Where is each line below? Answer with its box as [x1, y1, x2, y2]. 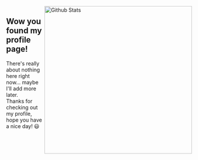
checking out [6, 103, 38, 111]
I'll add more [6, 85, 37, 92]
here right [6, 72, 30, 79]
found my [6, 26, 42, 36]
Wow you [6, 17, 41, 27]
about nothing [6, 66, 40, 73]
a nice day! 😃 [6, 122, 40, 129]
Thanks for [6, 97, 32, 105]
